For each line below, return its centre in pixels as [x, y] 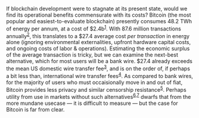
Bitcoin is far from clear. [35, 109]
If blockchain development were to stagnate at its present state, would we [97, 9]
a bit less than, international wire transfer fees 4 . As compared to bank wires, [100, 75]
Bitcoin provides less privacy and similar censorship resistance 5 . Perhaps [96, 89]
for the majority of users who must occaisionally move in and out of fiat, [94, 82]
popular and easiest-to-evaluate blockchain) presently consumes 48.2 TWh [99, 21]
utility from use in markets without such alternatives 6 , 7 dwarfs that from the [99, 96]
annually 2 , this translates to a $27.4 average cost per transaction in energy [98, 35]
